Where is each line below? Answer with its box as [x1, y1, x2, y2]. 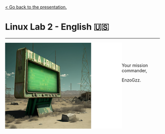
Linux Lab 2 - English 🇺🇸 [5, 22, 110, 32]
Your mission [122, 62, 148, 68]
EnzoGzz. [122, 77, 141, 83]
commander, [122, 67, 147, 73]
